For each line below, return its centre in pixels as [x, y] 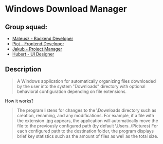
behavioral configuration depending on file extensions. [72, 91]
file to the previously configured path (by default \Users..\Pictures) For [87, 126]
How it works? [19, 101]
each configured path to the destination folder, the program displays [85, 131]
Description [23, 69]
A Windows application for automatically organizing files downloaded [86, 81]
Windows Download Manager [66, 9]
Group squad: [26, 27]
